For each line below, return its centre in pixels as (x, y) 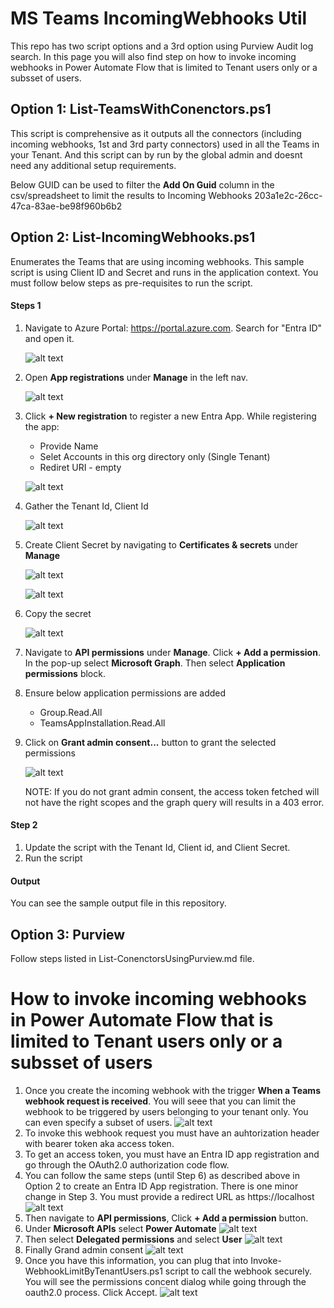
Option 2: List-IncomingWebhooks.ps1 (133, 237)
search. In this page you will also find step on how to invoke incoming (153, 56)
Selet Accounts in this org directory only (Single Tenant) (155, 456)
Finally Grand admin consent (83, 1249)
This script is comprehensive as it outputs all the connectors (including (156, 133)
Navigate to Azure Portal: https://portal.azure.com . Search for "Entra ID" (173, 328)
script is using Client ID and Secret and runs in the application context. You (164, 272)
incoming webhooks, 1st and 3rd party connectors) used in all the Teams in (165, 144)
